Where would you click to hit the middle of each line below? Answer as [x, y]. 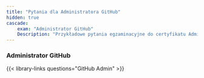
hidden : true [23, 18]
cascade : [17, 23]
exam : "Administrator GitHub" [56, 29]
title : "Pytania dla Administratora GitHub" [63, 12]
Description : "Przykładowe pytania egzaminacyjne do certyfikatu [102, 34]
